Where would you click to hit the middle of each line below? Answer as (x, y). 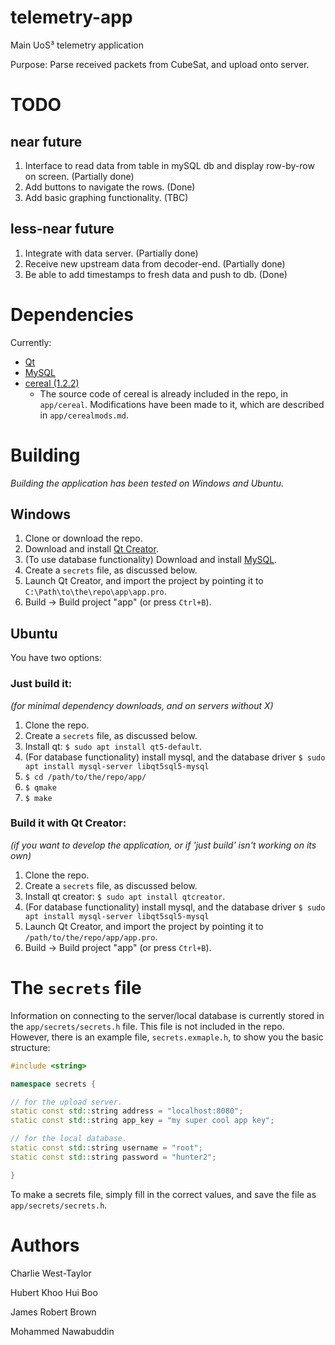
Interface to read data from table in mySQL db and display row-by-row (169, 165)
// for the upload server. (66, 1102)
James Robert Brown (53, 1312)
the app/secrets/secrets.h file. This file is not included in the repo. (147, 1026)
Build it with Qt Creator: (68, 823)
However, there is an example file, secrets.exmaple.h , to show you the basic (167, 1037)
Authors (45, 1245)
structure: (30, 1047)
